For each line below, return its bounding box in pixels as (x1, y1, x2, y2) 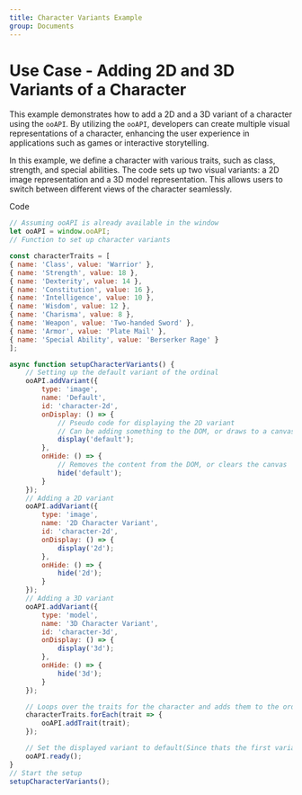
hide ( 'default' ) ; (57, 469, 123, 478)
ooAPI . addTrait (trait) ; (41, 719, 130, 728)
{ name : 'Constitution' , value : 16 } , (9, 285, 155, 294)
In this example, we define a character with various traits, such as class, (9, 155, 276, 166)
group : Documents (9, 22, 75, 31)
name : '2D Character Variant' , (41, 519, 159, 528)
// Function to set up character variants (9, 236, 171, 245)
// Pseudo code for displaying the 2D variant (57, 418, 235, 427)
